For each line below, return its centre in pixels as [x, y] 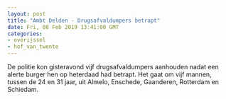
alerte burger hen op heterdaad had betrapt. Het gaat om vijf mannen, [109, 74]
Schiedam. [23, 89]
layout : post [27, 14]
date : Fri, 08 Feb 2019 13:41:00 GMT [63, 27]
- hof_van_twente [33, 47]
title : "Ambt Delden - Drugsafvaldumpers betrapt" [84, 21]
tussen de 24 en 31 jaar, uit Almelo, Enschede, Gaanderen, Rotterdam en [113, 82]
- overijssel [27, 40]
